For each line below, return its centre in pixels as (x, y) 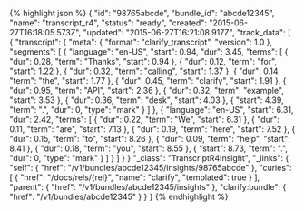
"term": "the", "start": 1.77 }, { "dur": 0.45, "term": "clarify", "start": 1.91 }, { (148, 80)
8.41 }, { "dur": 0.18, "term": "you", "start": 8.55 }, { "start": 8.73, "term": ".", (149, 148)
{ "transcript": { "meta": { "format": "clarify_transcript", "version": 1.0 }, (141, 42)
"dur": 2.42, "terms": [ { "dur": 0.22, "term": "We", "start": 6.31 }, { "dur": (144, 119)
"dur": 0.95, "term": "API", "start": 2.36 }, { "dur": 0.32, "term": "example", (147, 90)
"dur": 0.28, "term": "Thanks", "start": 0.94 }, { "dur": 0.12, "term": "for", (143, 61)
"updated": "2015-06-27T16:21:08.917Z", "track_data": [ (187, 32)
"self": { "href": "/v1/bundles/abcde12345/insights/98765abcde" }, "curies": (151, 168)
